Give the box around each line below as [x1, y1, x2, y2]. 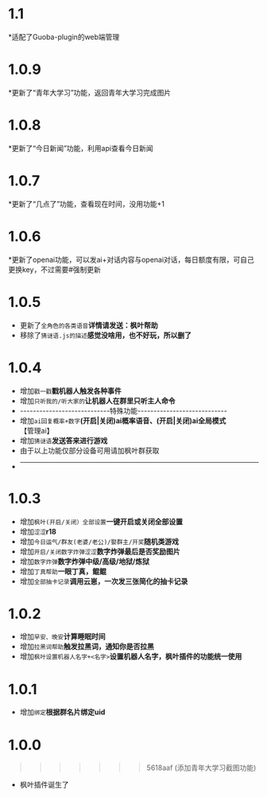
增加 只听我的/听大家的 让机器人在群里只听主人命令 [19, 395, 176, 406]
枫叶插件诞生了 [19, 780, 69, 790]
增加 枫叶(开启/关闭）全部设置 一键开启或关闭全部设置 [19, 516, 183, 526]
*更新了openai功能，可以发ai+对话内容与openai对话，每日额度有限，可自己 [8, 255, 254, 264]
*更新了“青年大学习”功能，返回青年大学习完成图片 [8, 87, 172, 97]
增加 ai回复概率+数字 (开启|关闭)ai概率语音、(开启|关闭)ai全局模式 [19, 415, 226, 426]
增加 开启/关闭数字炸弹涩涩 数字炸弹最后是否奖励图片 [19, 546, 180, 556]
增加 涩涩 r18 [19, 527, 57, 536]
